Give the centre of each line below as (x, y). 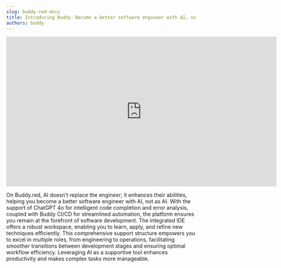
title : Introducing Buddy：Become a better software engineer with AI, (97, 17)
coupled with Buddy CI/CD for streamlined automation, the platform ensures (100, 214)
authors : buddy (25, 23)
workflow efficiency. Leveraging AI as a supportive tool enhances (87, 252)
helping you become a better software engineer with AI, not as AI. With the (98, 201)
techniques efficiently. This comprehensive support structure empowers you (101, 233)
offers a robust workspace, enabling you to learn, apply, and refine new (95, 227)
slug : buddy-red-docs (33, 12)
